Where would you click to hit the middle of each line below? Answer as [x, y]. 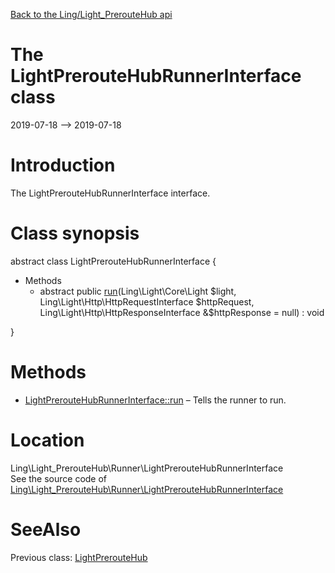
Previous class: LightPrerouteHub [79, 557]
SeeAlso [46, 529]
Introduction [63, 165]
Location [47, 440]
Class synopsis [75, 233]
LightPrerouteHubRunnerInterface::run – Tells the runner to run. [155, 400]
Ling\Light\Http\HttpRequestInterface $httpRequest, [147, 301]
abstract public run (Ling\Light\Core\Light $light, [138, 291]
